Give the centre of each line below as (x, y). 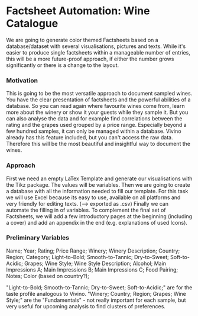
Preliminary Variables (38, 238)
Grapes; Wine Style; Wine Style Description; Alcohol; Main (95, 263)
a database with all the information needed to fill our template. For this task (97, 191)
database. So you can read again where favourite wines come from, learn (95, 106)
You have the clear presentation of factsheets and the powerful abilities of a (98, 100)
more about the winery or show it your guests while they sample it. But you (97, 112)
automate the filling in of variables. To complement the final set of (86, 210)
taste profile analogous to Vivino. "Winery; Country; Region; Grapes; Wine (96, 293)
